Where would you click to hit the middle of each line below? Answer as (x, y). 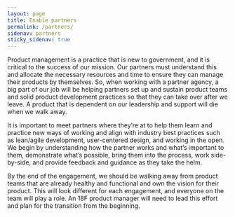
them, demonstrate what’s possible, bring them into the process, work (108, 155)
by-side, (19, 162)
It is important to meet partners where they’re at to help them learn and (110, 125)
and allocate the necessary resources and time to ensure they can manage (115, 75)
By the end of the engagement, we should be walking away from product (113, 176)
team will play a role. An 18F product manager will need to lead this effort (113, 198)
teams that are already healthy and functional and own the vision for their (113, 183)
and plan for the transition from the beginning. (74, 206)
